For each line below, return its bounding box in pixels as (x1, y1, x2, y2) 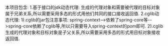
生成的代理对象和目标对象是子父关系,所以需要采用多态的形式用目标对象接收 (5, 29, 160, 35)
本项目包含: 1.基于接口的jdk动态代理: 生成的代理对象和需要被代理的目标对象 (5, 4, 160, 10)
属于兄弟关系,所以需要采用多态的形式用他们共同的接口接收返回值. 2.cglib (5, 10, 155, 16)
